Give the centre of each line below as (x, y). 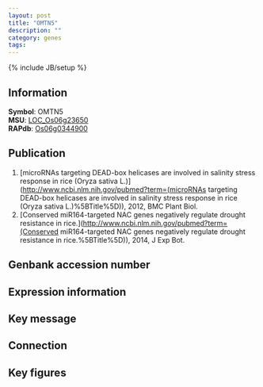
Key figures (37, 372)
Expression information (67, 291)
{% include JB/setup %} (48, 67)
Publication (37, 153)
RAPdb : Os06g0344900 (48, 128)
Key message (42, 318)
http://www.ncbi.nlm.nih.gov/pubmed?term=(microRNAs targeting (130, 189)
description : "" (35, 30)
